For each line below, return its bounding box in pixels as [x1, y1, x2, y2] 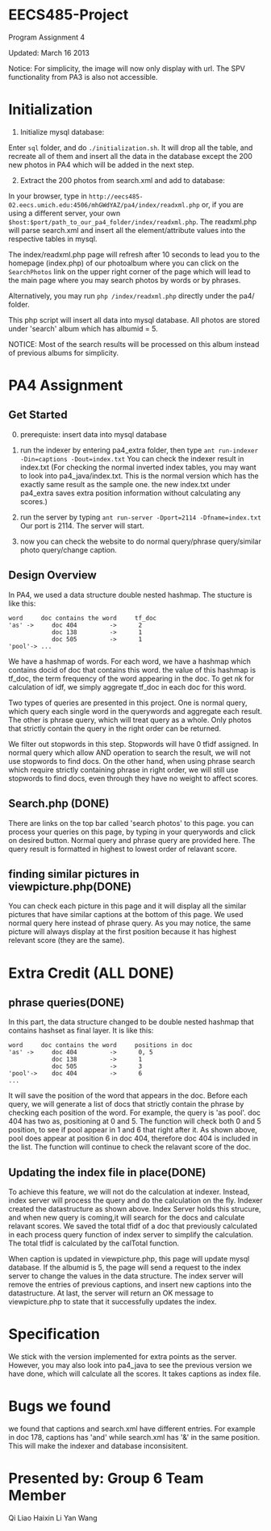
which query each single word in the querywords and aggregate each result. [8, 706, 263, 715]
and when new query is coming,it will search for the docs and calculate [8, 1212, 245, 1223]
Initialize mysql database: [19, 127, 105, 136]
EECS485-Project [8, 6, 129, 24]
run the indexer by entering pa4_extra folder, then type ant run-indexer [19, 445, 259, 455]
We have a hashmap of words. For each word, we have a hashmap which [8, 656, 252, 666]
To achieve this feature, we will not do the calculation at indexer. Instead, [8, 1187, 250, 1197]
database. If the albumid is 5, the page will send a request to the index [8, 1262, 242, 1272]
